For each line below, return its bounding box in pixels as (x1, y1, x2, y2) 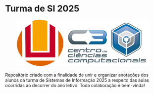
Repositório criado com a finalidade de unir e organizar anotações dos (5, 72, 149, 78)
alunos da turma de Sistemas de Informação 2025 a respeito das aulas (5, 77, 150, 83)
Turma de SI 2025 (5, 3, 80, 14)
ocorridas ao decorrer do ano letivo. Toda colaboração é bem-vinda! (5, 83, 145, 89)
